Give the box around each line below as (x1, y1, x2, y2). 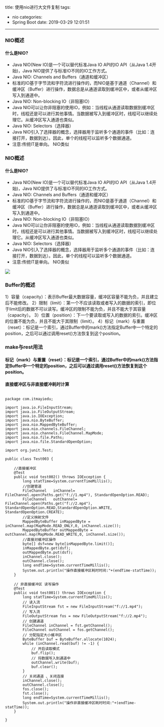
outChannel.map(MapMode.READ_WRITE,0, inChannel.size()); (5, 532, 125, 537)
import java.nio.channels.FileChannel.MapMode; (5, 431, 104, 436)
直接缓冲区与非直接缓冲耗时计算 (5, 381, 69, 387)
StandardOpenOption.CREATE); (5, 510, 64, 515)
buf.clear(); (31, 664, 58, 669)
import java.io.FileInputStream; (5, 405, 73, 410)
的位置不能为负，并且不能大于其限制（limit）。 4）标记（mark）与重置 (5, 318, 145, 324)
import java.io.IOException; (5, 414, 64, 419)
